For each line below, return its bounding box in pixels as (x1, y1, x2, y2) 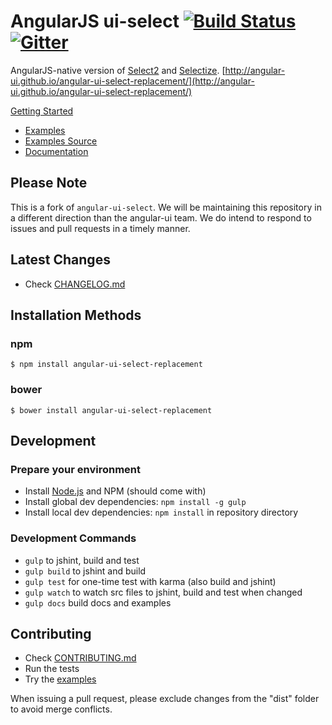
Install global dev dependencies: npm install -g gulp (24, 496, 247, 508)
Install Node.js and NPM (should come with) (24, 485, 207, 497)
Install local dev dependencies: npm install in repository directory (24, 506, 299, 519)
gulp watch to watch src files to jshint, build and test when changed (24, 586, 303, 598)
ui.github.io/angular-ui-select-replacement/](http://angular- (10, 75, 255, 87)
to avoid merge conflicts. (10, 703, 113, 715)
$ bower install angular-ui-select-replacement (10, 405, 213, 415)
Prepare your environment (10, 462, 141, 476)
